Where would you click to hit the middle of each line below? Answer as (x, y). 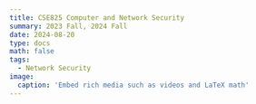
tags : (20, 60)
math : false (32, 52)
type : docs (30, 43)
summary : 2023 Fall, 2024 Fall (69, 26)
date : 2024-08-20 (42, 34)
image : (22, 77)
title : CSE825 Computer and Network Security (97, 18)
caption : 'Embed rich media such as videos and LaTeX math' (133, 85)
